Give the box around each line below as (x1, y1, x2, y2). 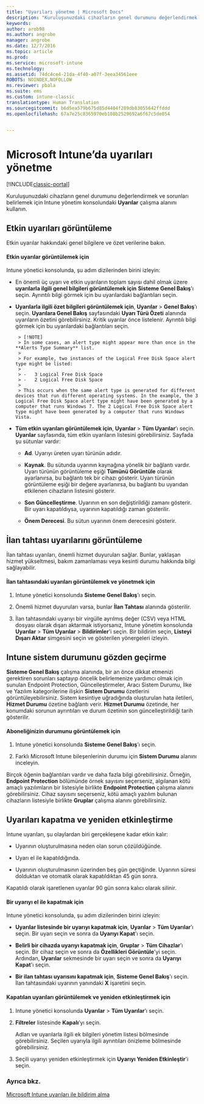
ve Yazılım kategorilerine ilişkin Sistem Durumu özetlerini (6, 688, 150, 695)
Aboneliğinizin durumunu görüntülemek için (6, 727, 121, 735)
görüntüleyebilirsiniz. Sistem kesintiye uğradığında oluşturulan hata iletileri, (6, 694, 194, 702)
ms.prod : (6, 54, 29, 60)
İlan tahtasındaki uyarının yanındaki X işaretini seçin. (15, 979, 147, 987)
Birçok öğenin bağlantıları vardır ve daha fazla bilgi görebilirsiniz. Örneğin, (6, 771, 192, 778)
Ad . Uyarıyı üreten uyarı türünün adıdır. (24, 450, 122, 457)
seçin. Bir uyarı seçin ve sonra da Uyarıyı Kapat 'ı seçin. (15, 930, 155, 937)
